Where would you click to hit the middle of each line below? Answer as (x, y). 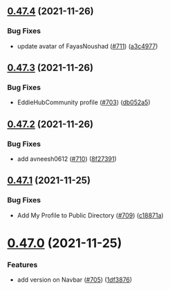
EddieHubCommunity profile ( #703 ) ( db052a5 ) (84, 102)
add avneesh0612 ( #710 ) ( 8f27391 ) (67, 159)
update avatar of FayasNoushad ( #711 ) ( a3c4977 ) (87, 46)
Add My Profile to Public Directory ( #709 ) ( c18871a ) (90, 215)
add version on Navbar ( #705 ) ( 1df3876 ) (75, 280)
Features (22, 264)
